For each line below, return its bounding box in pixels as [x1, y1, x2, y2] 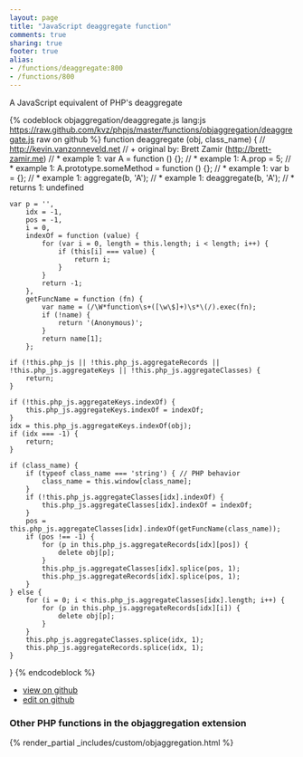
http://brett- [227, 143, 272, 154]
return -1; [42, 278, 83, 288]
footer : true [9, 47, 59, 56]
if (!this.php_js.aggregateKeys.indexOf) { [9, 398, 176, 407]
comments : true [9, 30, 67, 39]
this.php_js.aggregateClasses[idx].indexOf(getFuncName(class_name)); [9, 524, 281, 533]
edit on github [22, 694, 75, 704]
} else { [9, 588, 43, 597]
